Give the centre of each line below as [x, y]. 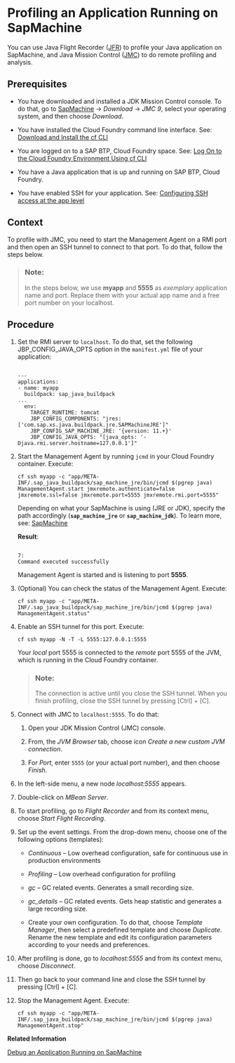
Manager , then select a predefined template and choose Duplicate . [125, 930]
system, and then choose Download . [70, 116]
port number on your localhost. [69, 303]
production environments [64, 860]
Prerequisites [37, 85]
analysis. [20, 62]
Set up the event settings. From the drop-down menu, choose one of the [122, 832]
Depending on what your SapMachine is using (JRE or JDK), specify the [121, 508]
